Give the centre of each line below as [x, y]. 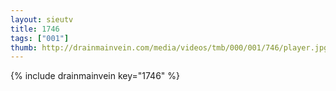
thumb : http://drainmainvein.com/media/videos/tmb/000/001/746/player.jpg [169, 47]
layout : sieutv [42, 19]
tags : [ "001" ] [40, 38]
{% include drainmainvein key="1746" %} [95, 76]
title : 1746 [35, 29]
